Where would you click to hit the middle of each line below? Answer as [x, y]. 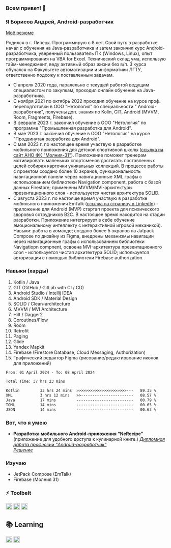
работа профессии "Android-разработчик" [60, 444]
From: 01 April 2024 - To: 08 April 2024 [50, 372]
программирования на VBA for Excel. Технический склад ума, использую [86, 59]
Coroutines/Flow [31, 320]
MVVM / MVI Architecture [40, 309]
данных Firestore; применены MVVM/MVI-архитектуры [73, 188]
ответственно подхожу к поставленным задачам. [60, 75]
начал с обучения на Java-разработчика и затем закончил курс [76, 48]
